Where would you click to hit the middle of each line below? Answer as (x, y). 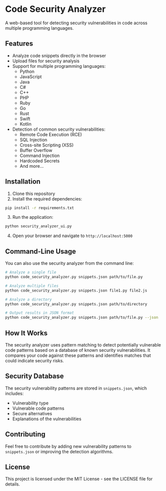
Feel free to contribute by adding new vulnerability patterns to (68, 446)
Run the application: (33, 217)
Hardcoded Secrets (40, 161)
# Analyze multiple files (32, 286)
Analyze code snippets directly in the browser (59, 55)
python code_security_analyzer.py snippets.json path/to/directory (76, 304)
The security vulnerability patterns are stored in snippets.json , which (76, 388)
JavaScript (31, 76)
